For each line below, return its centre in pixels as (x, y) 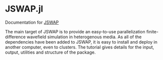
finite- (152, 31)
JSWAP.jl (24, 9)
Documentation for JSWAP (32, 22)
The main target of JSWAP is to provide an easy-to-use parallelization (75, 31)
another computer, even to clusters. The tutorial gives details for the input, (80, 47)
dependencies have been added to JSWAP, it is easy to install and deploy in (81, 42)
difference (15, 37)
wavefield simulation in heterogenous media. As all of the (84, 37)
